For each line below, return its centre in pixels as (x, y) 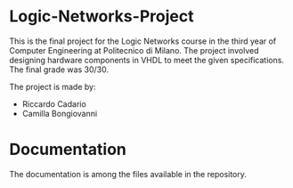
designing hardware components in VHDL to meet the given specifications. (147, 60)
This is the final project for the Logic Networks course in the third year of (143, 41)
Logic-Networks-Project (102, 16)
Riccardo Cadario (54, 103)
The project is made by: (53, 86)
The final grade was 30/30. (59, 69)
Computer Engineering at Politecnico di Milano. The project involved (134, 50)
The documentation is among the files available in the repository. (128, 174)
